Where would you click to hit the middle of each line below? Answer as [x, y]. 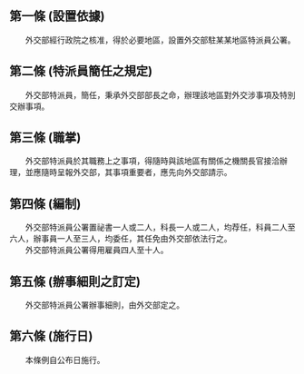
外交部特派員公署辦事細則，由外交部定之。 [104, 305]
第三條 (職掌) [45, 138]
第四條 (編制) [45, 204]
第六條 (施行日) [51, 336]
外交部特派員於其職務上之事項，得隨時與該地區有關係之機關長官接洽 [152, 161]
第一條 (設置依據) [57, 16]
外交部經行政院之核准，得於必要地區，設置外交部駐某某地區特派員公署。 [160, 40]
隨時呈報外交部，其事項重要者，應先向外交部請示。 [136, 172]
